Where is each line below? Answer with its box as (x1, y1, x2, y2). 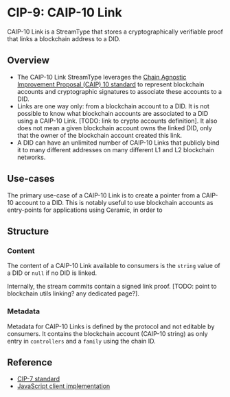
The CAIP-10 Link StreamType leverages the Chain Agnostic (16, 73, 187, 81)
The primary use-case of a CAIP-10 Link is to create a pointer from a (7, 191, 200, 200)
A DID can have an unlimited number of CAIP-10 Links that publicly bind (16, 139, 220, 147)
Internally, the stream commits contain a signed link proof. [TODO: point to (7, 282, 218, 291)
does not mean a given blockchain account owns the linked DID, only (16, 123, 213, 132)
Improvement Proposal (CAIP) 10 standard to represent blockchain (16, 80, 205, 88)
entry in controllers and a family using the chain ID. (7, 337, 156, 345)
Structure (7, 225, 49, 237)
